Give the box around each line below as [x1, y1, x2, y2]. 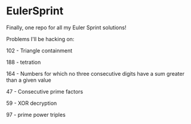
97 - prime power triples [6, 111, 66, 118]
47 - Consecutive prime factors [6, 88, 84, 95]
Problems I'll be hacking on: [6, 35, 75, 42]
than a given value [6, 76, 52, 83]
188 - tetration [6, 58, 41, 66]
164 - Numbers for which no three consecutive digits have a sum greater [6, 70, 185, 77]
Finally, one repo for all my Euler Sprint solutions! [6, 24, 127, 31]
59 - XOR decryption [6, 100, 57, 107]
